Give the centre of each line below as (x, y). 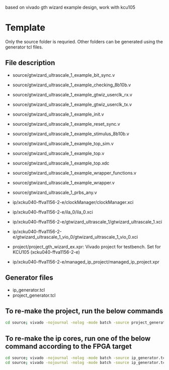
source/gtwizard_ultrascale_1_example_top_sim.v (63, 143)
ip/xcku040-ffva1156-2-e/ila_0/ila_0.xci (53, 212)
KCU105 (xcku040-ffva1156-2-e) (46, 252)
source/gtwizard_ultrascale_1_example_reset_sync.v (66, 124)
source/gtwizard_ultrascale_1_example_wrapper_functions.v (74, 173)
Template (25, 28)
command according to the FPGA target (68, 346)
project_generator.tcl (34, 295)
